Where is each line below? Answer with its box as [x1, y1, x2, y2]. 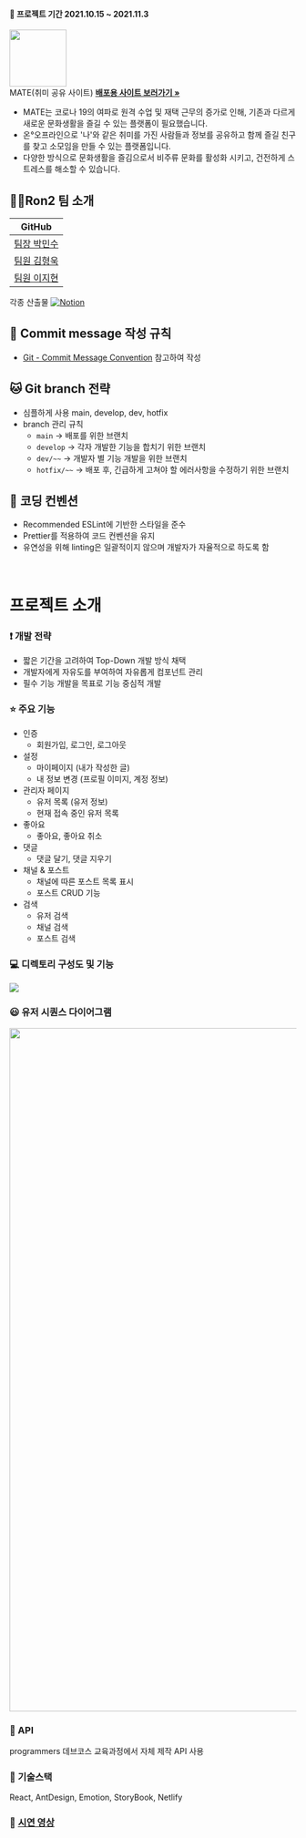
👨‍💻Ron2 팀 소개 [9, 192, 95, 209]
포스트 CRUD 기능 [36, 888, 101, 898]
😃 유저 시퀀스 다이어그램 [9, 1006, 112, 1019]
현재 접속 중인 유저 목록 [36, 807, 120, 819]
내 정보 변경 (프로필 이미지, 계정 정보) [36, 774, 168, 785]
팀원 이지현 [14, 272, 59, 284]
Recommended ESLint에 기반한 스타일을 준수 [22, 519, 187, 530]
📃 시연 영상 [9, 1816, 55, 1829]
